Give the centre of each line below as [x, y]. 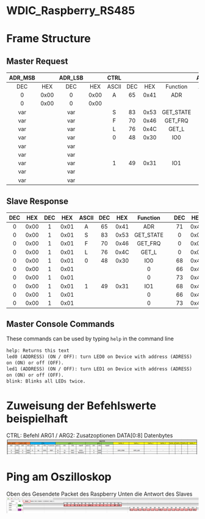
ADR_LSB [71, 78]
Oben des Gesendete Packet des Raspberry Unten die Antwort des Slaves [99, 494]
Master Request [37, 61]
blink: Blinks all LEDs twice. [46, 381]
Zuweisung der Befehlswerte [81, 405]
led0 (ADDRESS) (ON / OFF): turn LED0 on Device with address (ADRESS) [99, 357]
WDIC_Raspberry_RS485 [71, 11]
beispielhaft [37, 418]
